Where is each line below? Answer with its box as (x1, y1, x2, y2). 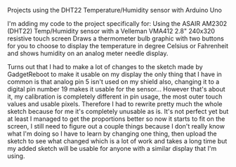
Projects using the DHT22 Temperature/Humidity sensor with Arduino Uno (7, 6, 223, 14)
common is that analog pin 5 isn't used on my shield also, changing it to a (7, 78, 220, 86)
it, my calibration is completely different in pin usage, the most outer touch (7, 92, 223, 101)
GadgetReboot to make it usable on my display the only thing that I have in (7, 70, 223, 78)
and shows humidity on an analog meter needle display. (7, 49, 169, 57)
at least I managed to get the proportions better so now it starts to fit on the (7, 115, 225, 123)
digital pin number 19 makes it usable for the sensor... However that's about (7, 85, 225, 93)
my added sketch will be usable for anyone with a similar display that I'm (7, 145, 217, 152)
